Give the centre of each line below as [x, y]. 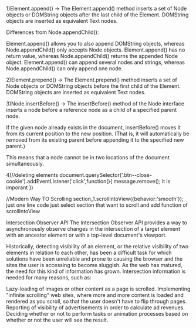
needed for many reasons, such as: [49, 277]
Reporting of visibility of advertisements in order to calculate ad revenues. [95, 307]
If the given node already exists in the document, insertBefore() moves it [93, 127]
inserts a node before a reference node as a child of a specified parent [92, 110]
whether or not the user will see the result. [57, 320]
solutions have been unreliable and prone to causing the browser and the [94, 259]
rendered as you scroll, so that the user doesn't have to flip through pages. [97, 301]
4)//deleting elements [32, 175]
